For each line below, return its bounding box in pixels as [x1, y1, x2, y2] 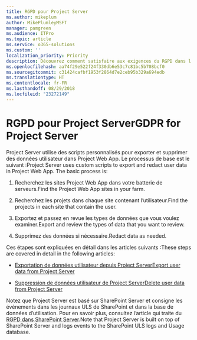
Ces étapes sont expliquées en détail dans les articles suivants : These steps [6, 244, 192, 251]
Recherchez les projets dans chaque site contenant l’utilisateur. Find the [14, 196, 188, 204]
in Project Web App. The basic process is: [6, 167, 108, 174]
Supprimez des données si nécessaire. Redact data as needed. [14, 232, 167, 239]
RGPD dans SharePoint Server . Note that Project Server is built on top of [6, 316, 180, 323]
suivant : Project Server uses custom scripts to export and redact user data [6, 161, 187, 169]
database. [6, 328, 31, 335]
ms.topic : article [6, 36, 51, 42]
